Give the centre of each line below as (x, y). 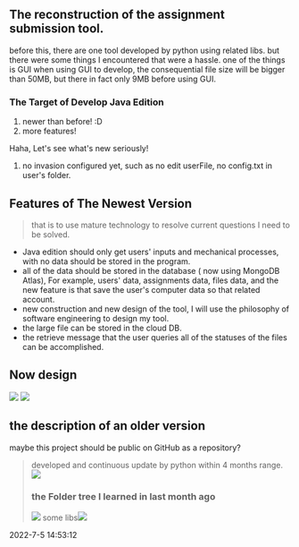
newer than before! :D (62, 122)
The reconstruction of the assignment (117, 15)
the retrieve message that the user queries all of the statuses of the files (154, 337)
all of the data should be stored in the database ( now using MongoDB (151, 270)
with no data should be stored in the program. (106, 261)
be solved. (50, 234)
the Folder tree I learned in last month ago (123, 497)
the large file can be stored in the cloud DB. (102, 328)
